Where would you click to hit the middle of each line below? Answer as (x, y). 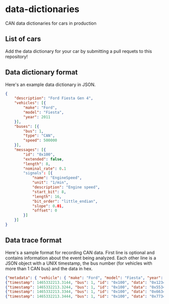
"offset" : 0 (45, 211)
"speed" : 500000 (40, 140)
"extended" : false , (44, 159)
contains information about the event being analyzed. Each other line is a (81, 258)
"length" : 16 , (47, 197)
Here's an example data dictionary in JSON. (51, 85)
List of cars (23, 39)
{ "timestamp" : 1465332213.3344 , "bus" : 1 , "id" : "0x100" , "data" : (76, 292)
